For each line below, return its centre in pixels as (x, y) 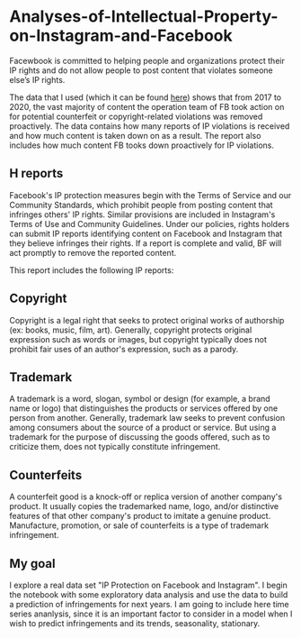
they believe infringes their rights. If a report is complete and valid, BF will (146, 243)
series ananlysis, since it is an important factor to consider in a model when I (151, 614)
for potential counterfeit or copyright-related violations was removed (136, 116)
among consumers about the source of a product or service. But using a (143, 428)
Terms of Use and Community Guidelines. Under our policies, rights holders (150, 223)
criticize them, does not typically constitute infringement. (115, 447)
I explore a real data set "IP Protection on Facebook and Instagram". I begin (148, 585)
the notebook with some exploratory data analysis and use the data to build (149, 595)
